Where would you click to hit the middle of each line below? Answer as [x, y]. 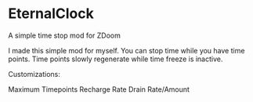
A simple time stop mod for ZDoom [65, 35]
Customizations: [34, 74]
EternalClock [51, 14]
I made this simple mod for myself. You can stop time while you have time [127, 50]
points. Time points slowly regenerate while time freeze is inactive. [116, 59]
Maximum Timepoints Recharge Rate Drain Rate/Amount [99, 89]
